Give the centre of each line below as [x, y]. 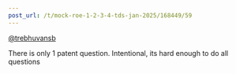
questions [24, 61]
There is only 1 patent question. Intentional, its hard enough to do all [118, 53]
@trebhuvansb [32, 38]
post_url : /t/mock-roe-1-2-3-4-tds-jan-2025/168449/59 [100, 15]
